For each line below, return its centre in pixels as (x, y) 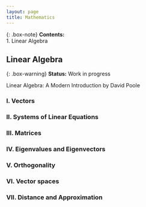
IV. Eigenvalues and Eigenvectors (56, 149)
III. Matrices (24, 133)
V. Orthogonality (31, 165)
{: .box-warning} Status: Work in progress (59, 74)
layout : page (23, 12)
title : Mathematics (31, 17)
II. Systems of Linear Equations (53, 117)
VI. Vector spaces (33, 181)
